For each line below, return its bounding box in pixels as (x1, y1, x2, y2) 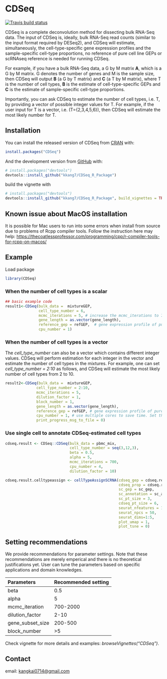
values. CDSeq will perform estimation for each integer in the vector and (5, 355, 153, 361)
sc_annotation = (118, 492, 153, 497)
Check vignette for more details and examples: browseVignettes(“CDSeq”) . (5, 641, 160, 647)
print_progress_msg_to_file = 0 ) (36, 418, 106, 423)
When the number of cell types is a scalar (5, 287, 108, 294)
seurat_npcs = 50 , (118, 510, 157, 515)
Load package (5, 266, 35, 272)
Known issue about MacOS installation (5, 210, 128, 218)
